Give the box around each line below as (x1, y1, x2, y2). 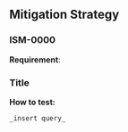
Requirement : (9, 54, 61, 65)
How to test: (9, 96, 55, 107)
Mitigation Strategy (9, 7, 120, 22)
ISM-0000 (9, 34, 56, 46)
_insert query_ (9, 113, 66, 123)
